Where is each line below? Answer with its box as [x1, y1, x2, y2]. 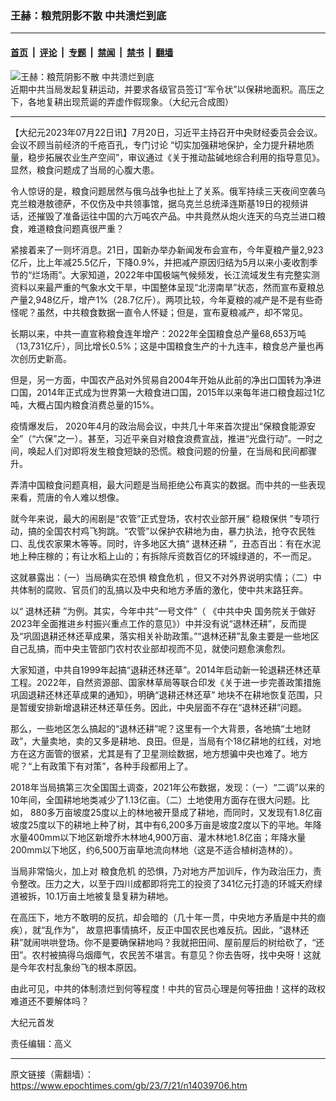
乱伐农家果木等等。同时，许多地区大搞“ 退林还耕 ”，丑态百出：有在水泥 [27, 537, 322, 549]
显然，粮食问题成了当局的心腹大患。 [10, 163, 160, 176]
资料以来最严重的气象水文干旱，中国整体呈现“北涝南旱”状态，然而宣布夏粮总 [10, 281, 325, 293]
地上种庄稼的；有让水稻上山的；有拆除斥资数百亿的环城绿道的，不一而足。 [10, 550, 317, 562]
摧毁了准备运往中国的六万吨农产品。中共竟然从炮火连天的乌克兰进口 [36, 210, 317, 222]
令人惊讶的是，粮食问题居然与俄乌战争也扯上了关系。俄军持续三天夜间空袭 [10, 185, 317, 197]
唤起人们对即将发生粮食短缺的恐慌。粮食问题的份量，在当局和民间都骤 [27, 445, 317, 457]
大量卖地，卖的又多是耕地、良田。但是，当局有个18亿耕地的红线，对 [31, 735, 313, 747]
